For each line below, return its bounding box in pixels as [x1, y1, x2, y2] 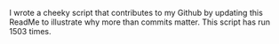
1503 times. [9, 26, 52, 36]
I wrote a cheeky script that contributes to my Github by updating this [9, 8, 264, 18]
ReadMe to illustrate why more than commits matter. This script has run [9, 17, 271, 27]
